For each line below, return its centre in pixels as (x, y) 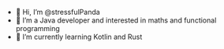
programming (38, 28)
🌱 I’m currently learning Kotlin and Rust (79, 37)
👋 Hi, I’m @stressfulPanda (58, 12)
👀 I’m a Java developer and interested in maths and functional (116, 20)
